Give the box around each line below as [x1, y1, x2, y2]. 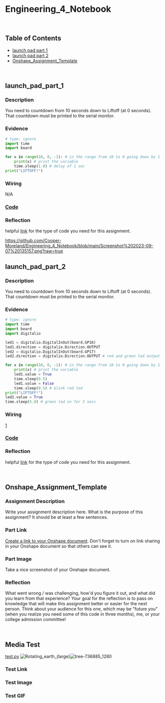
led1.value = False [14, 381, 54, 386]
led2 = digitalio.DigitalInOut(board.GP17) [5, 349, 96, 354]
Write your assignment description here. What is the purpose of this [5, 509, 143, 515]
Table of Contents [5, 34, 62, 42]
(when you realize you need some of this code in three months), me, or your [5, 611, 160, 617]
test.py [5, 654, 19, 660]
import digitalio [5, 331, 41, 336]
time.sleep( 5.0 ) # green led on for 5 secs [5, 399, 96, 405]
